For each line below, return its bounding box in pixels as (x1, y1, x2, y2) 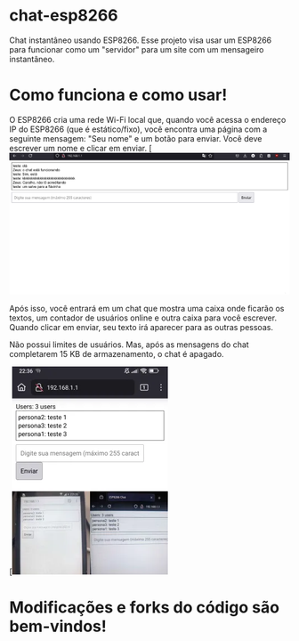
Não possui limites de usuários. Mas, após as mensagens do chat (9, 339, 249, 350)
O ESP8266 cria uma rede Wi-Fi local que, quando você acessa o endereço (9, 114, 287, 125)
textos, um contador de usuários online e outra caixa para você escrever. (9, 312, 278, 323)
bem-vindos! (9, 616, 107, 637)
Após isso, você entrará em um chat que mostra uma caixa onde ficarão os (9, 303, 285, 313)
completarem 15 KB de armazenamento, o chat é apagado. (9, 348, 224, 359)
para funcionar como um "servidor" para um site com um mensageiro (9, 44, 264, 54)
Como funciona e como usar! (9, 85, 228, 105)
